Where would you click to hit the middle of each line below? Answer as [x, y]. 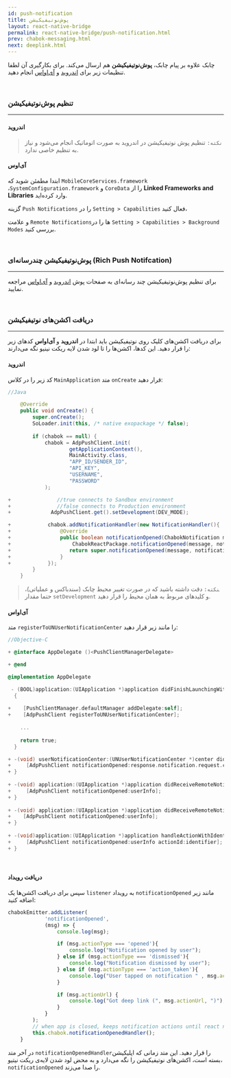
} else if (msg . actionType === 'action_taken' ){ [127, 969]
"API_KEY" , [84, 468]
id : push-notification [40, 13]
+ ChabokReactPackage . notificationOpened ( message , [111, 544]
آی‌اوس [17, 165]
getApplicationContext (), [106, 449]
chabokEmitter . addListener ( [48, 912]
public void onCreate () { [57, 411]
